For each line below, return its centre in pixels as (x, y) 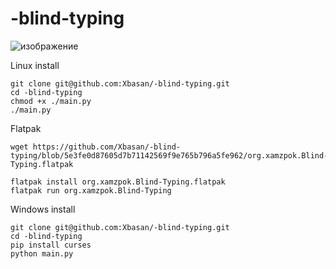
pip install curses (51, 245)
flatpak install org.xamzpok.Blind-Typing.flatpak (118, 182)
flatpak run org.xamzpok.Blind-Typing (91, 190)
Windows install (43, 209)
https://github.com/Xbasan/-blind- (107, 147)
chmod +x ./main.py (51, 101)
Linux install (35, 65)
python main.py (42, 253)
